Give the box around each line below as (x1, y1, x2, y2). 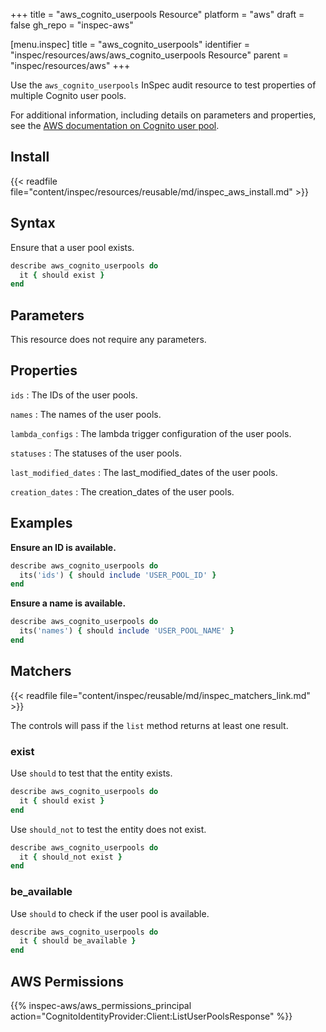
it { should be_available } (19, 936, 137, 946)
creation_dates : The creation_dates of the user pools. (10, 485, 235, 498)
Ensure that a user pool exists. (10, 241, 135, 253)
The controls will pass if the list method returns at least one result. (10, 719, 289, 731)
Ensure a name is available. (10, 597, 127, 609)
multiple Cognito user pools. (10, 90, 127, 101)
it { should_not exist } (19, 852, 123, 862)
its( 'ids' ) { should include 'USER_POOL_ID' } (19, 570, 217, 580)
